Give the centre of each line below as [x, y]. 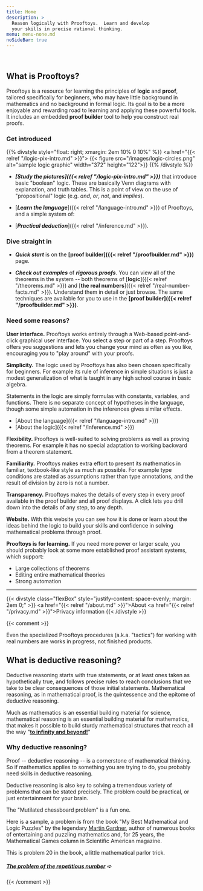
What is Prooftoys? [43, 76]
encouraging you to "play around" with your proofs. [70, 353]
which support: [25, 556]
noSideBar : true [27, 40]
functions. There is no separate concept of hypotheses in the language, [95, 402]
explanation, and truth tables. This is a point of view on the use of [96, 190]
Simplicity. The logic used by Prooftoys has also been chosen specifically [98, 365]
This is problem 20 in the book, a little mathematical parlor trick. [85, 852]
